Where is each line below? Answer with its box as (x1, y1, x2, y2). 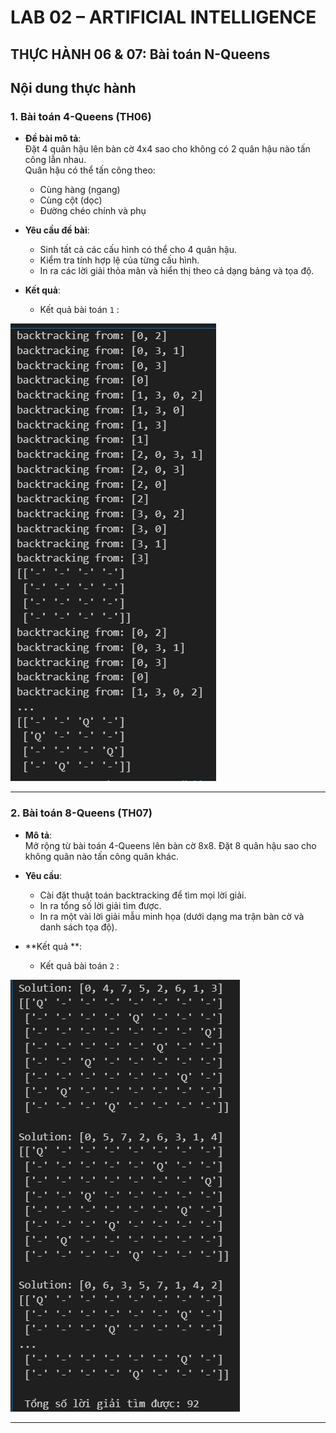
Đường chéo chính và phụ (39, 205, 147, 217)
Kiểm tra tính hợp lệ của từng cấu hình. (39, 254, 200, 266)
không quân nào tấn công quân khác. (24, 850, 180, 862)
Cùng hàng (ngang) (39, 184, 121, 196)
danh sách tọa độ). (39, 921, 118, 933)
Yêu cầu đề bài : (24, 224, 90, 236)
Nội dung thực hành (10, 79, 137, 96)
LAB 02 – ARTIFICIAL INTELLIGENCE (10, 6, 317, 29)
